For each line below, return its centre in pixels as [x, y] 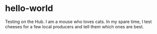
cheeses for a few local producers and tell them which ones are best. [74, 26]
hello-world [29, 8]
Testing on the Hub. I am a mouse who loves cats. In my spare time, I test [78, 22]
